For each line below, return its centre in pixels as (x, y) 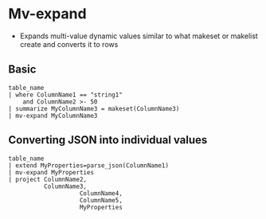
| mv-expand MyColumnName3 (53, 115)
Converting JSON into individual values (108, 140)
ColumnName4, (101, 193)
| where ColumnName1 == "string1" (66, 95)
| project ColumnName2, (48, 179)
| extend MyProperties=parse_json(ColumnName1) (89, 165)
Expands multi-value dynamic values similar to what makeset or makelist (139, 36)
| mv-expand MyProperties (51, 172)
